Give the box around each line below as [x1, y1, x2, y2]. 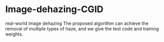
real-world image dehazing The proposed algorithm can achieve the [5, 20, 149, 26]
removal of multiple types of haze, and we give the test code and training [5, 25, 159, 31]
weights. [5, 31, 24, 37]
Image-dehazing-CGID [5, 4, 104, 15]
